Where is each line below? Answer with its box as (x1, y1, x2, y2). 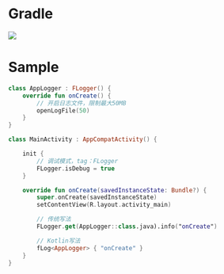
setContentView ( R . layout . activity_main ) (36, 201, 172, 209)
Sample (8, 59, 59, 76)
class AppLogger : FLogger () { (8, 84, 112, 92)
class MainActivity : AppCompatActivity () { (8, 135, 158, 143)
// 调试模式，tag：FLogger (36, 157, 119, 165)
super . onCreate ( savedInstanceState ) (36, 193, 158, 202)
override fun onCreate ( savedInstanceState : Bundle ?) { (22, 186, 207, 194)
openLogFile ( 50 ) (36, 106, 90, 115)
